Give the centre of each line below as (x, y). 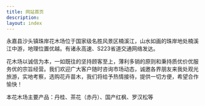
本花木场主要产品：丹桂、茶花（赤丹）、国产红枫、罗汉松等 (80, 97)
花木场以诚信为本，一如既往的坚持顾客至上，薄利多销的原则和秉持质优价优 (100, 62)
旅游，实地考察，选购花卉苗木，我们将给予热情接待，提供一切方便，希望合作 (103, 77)
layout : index (24, 23)
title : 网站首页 (25, 12)
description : (23, 18)
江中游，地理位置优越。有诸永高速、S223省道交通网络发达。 (82, 48)
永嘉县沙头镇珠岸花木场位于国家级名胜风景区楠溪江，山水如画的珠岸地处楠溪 (103, 41)
